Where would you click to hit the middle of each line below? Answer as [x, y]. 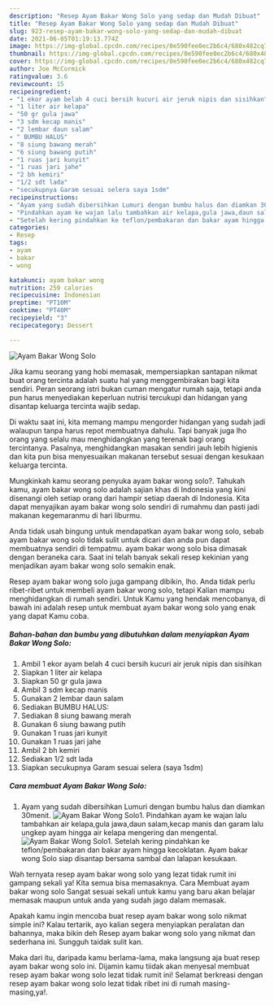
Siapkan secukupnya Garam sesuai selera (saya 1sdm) [112, 767]
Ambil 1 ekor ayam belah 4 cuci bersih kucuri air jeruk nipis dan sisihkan [141, 663]
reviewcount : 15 [37, 84]
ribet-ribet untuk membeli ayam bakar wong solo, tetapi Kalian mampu [127, 590]
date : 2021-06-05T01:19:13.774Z [64, 39]
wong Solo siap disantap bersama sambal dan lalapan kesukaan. [129, 858]
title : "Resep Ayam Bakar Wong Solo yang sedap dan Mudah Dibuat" [124, 24]
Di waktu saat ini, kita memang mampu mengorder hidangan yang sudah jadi [137, 422]
